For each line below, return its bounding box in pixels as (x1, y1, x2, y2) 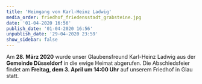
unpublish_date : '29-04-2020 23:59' (6, 31, 98, 37)
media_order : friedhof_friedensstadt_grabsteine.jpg (6, 14, 142, 20)
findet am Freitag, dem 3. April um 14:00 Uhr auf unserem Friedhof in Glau (6, 66, 193, 73)
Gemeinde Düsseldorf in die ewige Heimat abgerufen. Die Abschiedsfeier (6, 59, 190, 67)
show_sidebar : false (6, 37, 58, 43)
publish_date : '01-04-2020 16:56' (6, 25, 93, 32)
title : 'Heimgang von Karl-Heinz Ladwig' (6, 8, 112, 15)
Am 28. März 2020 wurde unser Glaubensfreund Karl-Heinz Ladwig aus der (6, 53, 196, 60)
